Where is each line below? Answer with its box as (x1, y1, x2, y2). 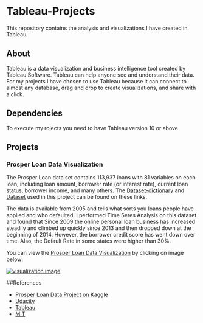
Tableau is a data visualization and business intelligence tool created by (6, 64, 186, 72)
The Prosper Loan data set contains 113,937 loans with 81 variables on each (6, 174, 196, 181)
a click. (6, 90, 24, 98)
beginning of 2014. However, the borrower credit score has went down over (6, 231, 196, 238)
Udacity (15, 297, 35, 305)
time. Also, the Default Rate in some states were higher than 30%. (6, 237, 171, 245)
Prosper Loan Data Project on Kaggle (15, 291, 108, 299)
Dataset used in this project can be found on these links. (6, 193, 148, 201)
